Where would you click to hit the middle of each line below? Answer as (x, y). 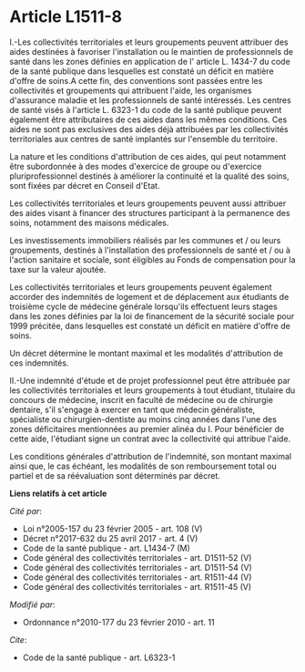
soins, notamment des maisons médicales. (89, 222)
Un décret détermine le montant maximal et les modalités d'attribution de (147, 353)
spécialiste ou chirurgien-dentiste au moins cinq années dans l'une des (143, 419)
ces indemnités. (39, 363)
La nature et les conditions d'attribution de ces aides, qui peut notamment (148, 156)
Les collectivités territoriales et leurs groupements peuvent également (141, 287)
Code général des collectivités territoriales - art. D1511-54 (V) (137, 567)
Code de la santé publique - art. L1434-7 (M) (107, 548)
